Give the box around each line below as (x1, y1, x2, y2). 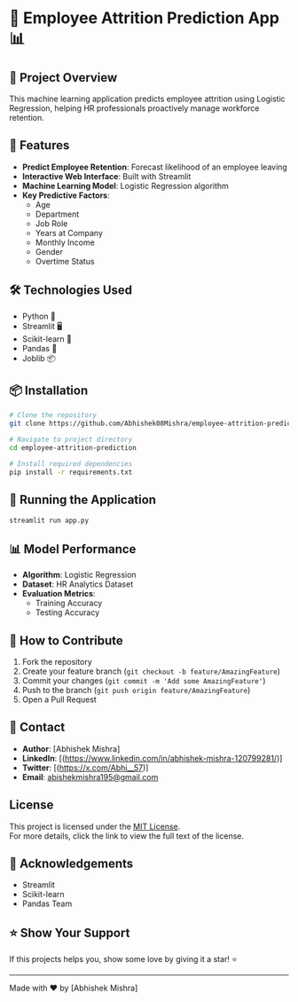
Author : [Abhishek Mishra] (21, 743, 121, 753)
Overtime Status (35, 256, 95, 266)
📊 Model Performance (9, 541, 137, 556)
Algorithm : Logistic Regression (21, 570, 137, 580)
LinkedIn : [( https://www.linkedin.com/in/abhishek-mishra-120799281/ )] (21, 753, 283, 763)
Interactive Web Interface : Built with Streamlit (21, 170, 192, 181)
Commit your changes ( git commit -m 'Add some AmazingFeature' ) (21, 675, 266, 686)
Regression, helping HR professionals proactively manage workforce (9, 103, 260, 114)
